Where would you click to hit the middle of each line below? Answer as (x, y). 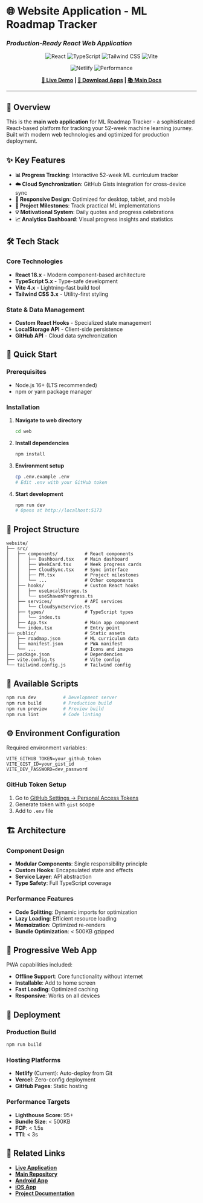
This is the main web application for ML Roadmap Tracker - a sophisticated (101, 122)
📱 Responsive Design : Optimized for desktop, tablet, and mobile (95, 199)
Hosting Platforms (34, 1060)
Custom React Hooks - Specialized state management (83, 323)
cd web (23, 432)
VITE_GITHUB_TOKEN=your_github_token (54, 759)
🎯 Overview (28, 107)
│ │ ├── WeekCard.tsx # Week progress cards (74, 565)
